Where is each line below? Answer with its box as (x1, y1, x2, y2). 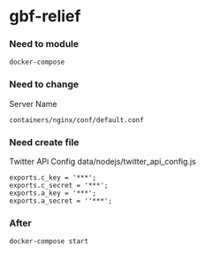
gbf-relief (9, 6, 81, 27)
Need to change (9, 78, 80, 90)
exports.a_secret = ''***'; (9, 196, 113, 205)
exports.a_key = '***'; (9, 189, 97, 198)
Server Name (9, 98, 57, 109)
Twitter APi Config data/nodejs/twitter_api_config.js (9, 157, 196, 167)
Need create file (9, 135, 80, 148)
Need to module (9, 38, 80, 50)
